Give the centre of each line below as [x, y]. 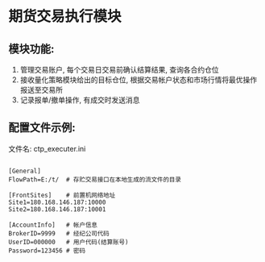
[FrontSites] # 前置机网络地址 [62, 195]
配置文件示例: [42, 128]
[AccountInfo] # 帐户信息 [53, 225]
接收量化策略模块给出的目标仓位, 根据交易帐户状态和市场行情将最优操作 [139, 80]
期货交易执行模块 [65, 17]
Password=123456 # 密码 [47, 251]
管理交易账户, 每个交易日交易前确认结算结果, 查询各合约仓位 [119, 70]
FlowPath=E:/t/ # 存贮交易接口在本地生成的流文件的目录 [95, 179]
